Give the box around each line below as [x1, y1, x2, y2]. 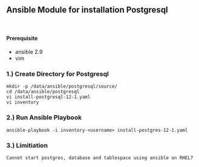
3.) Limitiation [6, 141, 48, 149]
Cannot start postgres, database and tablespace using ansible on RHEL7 [6, 154, 194, 161]
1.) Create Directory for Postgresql [6, 70, 109, 78]
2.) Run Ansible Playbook [6, 113, 82, 122]
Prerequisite [6, 34, 38, 42]
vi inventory [6, 99, 39, 105]
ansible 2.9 [15, 48, 43, 56]
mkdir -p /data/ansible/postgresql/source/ [6, 83, 118, 90]
